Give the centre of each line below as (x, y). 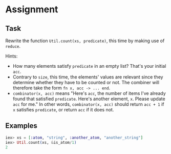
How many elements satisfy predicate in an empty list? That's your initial (89, 66)
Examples (21, 126)
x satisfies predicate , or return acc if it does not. (63, 110)
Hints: (12, 56)
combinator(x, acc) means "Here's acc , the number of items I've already (89, 93)
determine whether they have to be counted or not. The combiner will (86, 82)
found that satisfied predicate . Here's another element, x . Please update (89, 99)
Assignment (32, 9)
